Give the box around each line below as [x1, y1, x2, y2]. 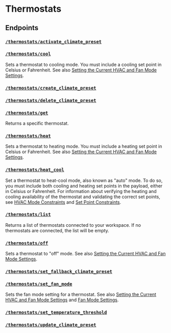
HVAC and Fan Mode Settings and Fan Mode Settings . [5, 297, 119, 303]
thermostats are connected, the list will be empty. [5, 227, 110, 233]
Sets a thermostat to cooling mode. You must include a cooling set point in [5, 61, 162, 67]
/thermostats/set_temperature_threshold [5, 310, 107, 316]
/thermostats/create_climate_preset [5, 85, 96, 91]
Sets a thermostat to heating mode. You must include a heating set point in [5, 144, 162, 150]
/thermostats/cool [5, 51, 51, 57]
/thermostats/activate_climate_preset [5, 39, 102, 44]
